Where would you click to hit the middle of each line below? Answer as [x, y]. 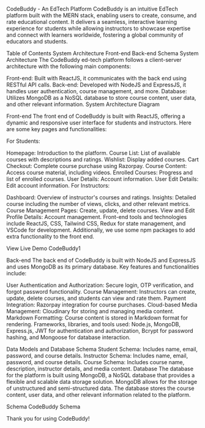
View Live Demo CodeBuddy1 [43, 248]
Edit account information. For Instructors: [58, 185]
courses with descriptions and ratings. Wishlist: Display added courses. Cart [102, 159]
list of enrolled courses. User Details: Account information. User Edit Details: [102, 179]
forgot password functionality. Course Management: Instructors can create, [102, 292]
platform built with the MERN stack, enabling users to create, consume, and [102, 15]
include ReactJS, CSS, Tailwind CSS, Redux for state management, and [96, 224]
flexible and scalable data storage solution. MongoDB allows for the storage [102, 382]
